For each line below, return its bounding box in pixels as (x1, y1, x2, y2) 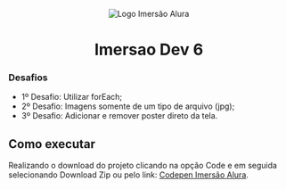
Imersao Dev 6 (94, 40, 204, 60)
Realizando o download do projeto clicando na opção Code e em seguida (8, 160, 278, 171)
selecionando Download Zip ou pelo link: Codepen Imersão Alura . (8, 169, 249, 180)
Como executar (8, 136, 95, 152)
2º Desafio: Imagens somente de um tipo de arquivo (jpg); (20, 101, 235, 111)
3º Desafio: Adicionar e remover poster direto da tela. (20, 111, 218, 121)
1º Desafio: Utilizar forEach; (20, 92, 123, 103)
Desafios (8, 71, 48, 84)
